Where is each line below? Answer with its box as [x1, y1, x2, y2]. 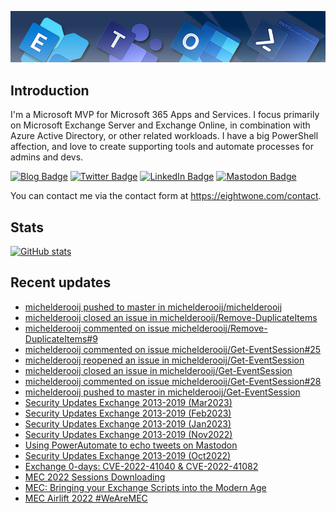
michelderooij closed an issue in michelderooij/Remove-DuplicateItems [24, 311, 318, 323]
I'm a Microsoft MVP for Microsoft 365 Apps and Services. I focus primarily [10, 109, 320, 121]
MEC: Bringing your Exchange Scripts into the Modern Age [24, 481, 267, 493]
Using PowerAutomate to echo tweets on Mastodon [24, 439, 238, 451]
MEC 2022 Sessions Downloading [24, 471, 166, 483]
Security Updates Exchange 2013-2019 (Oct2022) [24, 449, 232, 461]
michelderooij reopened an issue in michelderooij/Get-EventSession [24, 354, 305, 366]
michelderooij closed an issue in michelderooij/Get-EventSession [24, 364, 293, 376]
